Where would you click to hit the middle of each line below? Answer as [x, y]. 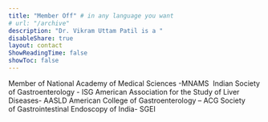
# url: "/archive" [39, 23]
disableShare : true [41, 38]
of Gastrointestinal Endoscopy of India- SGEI [82, 108]
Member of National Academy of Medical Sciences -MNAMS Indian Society [134, 83]
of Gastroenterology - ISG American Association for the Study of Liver [124, 91]
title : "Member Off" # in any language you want [91, 16]
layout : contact [35, 46]
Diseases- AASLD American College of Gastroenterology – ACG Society [127, 100]
